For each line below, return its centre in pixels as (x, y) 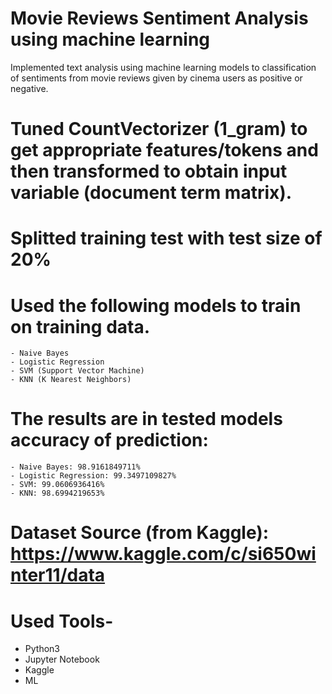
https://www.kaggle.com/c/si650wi (163, 554)
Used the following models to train (156, 305)
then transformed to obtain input (149, 171)
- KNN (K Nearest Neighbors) (71, 380)
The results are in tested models (146, 419)
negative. (29, 88)
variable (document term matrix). (151, 193)
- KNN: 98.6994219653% (57, 493)
